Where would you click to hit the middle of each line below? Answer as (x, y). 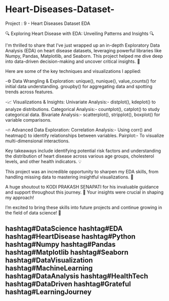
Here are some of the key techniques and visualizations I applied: (73, 71)
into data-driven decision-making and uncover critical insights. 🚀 (73, 61)
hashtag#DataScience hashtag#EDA (64, 229)
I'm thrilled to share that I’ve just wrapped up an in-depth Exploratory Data (83, 45)
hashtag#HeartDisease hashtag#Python (70, 237)
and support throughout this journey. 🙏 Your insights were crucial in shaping (85, 192)
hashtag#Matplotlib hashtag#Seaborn (67, 253)
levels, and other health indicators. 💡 (44, 161)
